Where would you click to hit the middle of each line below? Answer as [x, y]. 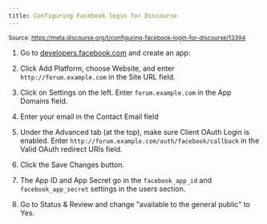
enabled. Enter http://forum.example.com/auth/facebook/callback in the [140, 141]
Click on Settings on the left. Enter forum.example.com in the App [125, 92]
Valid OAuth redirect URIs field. [71, 149]
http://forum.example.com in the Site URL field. [98, 76]
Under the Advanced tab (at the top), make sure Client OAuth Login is [135, 132]
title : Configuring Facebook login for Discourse [93, 16]
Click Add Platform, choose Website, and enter [97, 68]
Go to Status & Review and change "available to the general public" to [135, 204]
